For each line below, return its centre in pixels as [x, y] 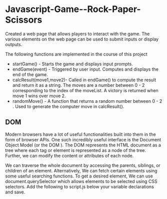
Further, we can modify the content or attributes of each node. [69, 155]
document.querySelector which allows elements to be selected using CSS [81, 181]
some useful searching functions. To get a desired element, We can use [79, 176]
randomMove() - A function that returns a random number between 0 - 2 [87, 101]
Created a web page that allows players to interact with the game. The [77, 34]
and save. [15, 192]
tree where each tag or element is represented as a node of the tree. [76, 150]
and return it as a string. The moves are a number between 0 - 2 [78, 85]
